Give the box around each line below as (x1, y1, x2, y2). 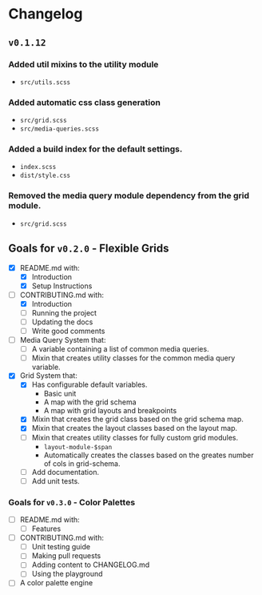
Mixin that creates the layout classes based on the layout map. (31, 424, 238, 433)
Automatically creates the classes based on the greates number (43, 450, 254, 460)
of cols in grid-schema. (43, 458, 121, 468)
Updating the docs (31, 317, 93, 327)
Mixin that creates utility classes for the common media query (31, 353, 236, 363)
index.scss (19, 163, 57, 171)
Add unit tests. (31, 476, 80, 485)
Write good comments (31, 326, 105, 336)
